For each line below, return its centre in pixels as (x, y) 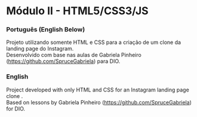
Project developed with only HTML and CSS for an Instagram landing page (98, 90)
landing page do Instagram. (40, 49)
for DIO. (16, 109)
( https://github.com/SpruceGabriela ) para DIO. (63, 61)
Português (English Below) (46, 30)
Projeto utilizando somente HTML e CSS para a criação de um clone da (93, 42)
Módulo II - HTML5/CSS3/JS (77, 11)
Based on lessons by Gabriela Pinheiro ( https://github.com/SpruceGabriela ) (99, 102)
